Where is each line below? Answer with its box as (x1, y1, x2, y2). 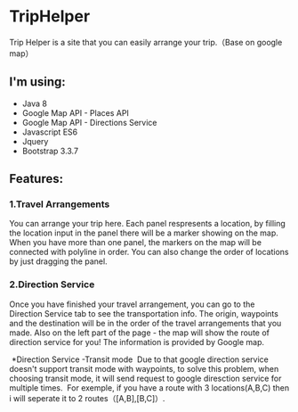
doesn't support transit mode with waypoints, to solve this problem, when (9, 363, 279, 374)
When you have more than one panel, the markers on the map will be (9, 237, 262, 248)
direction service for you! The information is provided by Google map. (9, 336, 265, 347)
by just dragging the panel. (9, 256, 109, 267)
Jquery (21, 136, 49, 146)
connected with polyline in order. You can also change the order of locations (9, 247, 289, 258)
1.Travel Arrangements (9, 198, 110, 210)
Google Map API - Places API (21, 107, 129, 118)
